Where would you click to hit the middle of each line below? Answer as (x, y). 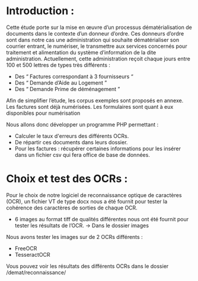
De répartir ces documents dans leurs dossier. (71, 142)
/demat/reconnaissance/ (36, 272)
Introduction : (40, 11)
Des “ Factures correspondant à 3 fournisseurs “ (74, 76)
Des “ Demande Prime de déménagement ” (67, 89)
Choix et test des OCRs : (67, 179)
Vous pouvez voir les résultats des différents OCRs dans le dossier (87, 266)
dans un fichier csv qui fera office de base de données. (82, 154)
